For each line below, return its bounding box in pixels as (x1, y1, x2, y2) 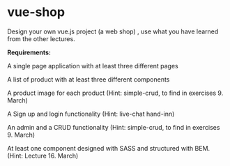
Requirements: (7, 48, 51, 56)
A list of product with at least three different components (7, 75, 170, 84)
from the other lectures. (7, 34, 75, 43)
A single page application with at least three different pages (7, 61, 179, 70)
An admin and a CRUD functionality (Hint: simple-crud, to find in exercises (7, 123, 220, 131)
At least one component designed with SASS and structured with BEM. (7, 144, 210, 152)
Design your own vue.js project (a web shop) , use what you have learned (7, 27, 219, 36)
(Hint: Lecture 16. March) (7, 151, 79, 160)
